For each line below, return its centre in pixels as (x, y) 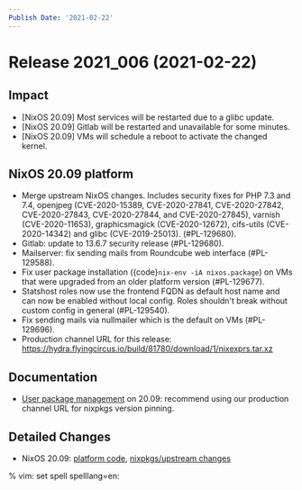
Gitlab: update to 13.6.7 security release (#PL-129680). (123, 243)
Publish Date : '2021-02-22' (61, 18)
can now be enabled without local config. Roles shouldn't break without (154, 301)
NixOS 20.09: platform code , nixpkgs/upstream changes (126, 458)
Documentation (53, 377)
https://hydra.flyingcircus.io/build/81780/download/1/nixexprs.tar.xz (147, 349)
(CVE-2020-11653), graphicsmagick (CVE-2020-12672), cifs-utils (143, 224)
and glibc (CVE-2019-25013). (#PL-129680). (154, 234)
